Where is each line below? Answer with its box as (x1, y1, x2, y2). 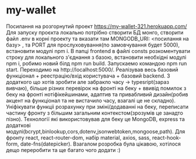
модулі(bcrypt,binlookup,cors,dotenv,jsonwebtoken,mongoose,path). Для (6, 128, 185, 135)
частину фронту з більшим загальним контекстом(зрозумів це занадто (6, 109, 183, 116)
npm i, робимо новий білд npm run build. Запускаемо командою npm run (6, 59, 187, 67)
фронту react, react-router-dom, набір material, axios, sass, (6, 134, 151, 141)
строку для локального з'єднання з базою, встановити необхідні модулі (6, 54, 187, 61)
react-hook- (152, 134, 181, 141)
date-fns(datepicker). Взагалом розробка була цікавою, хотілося (20, 140, 181, 147)
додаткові (6, 122, 31, 129)
